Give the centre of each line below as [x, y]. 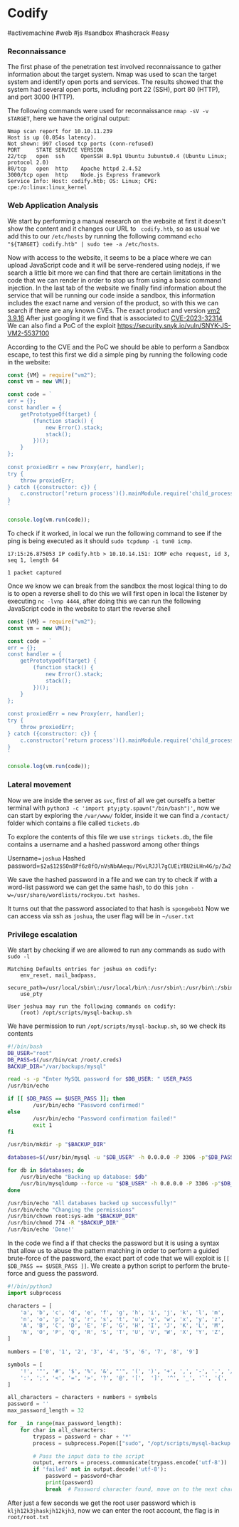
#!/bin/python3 [30, 1286]
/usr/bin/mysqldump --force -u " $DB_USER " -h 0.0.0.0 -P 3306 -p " [121, 1183]
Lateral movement [39, 785]
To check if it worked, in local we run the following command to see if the [115, 533]
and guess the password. [62, 1273]
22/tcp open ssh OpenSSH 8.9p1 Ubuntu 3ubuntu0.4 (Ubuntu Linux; [117, 157]
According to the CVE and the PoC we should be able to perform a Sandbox [118, 347]
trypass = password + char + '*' [83, 1437]
